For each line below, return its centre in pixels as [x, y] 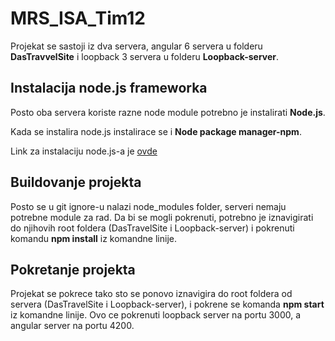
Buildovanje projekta [76, 182]
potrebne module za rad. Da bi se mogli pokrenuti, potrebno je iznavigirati [162, 217]
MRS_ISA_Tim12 [78, 18]
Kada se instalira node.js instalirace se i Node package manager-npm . [156, 131]
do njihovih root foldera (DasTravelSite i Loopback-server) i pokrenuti [152, 228]
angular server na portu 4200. [72, 326]
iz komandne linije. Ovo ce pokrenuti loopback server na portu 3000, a [156, 315]
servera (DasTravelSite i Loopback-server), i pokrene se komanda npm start [167, 304]
